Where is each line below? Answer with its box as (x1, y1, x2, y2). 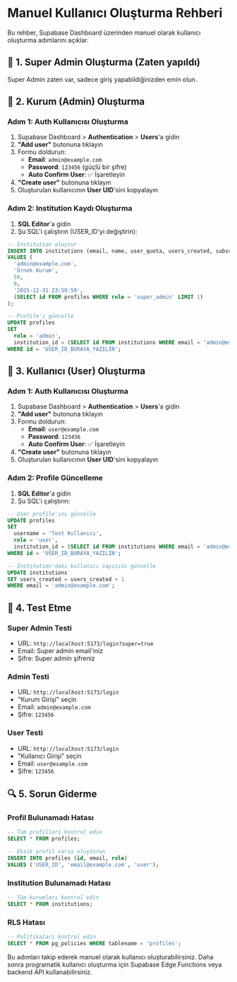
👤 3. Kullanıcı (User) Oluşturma (7, 366, 146, 378)
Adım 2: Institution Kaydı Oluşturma (7, 204, 133, 214)
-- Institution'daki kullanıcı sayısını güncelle (7, 562, 157, 570)
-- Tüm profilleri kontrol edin (7, 829, 102, 836)
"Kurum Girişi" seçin (17, 695, 77, 704)
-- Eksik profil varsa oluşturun (7, 848, 106, 855)
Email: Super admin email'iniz (17, 647, 104, 655)
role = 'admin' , (13, 332, 61, 340)
